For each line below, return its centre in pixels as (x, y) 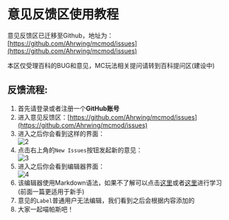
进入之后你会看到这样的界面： (61, 133)
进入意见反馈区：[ (43, 117)
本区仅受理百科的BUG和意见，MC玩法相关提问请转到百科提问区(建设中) (111, 65)
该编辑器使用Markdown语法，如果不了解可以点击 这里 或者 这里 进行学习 (120, 183)
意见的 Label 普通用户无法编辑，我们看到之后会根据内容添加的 (106, 200)
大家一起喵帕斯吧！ (46, 209)
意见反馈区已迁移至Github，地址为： (60, 35)
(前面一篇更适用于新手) (51, 191)
